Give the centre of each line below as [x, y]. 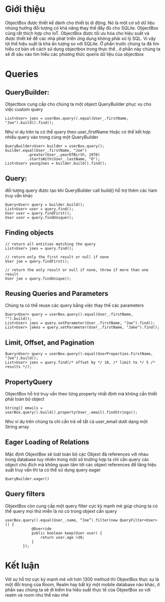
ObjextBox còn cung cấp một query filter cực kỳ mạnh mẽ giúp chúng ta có [82, 506]
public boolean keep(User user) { [67, 533]
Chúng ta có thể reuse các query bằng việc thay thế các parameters [74, 305]
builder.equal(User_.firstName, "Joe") [46, 150]
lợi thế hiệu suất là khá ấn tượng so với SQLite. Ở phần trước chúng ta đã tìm [82, 43]
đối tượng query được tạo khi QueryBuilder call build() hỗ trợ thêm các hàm [81, 190]
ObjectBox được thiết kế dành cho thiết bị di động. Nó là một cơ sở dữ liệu [80, 23]
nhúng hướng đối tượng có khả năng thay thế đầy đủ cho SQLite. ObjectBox [82, 28]
